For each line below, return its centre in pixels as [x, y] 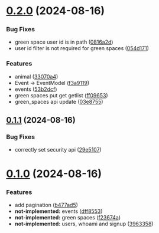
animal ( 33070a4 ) [36, 76]
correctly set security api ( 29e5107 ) [58, 150]
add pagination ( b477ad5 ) [46, 205]
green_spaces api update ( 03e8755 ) [59, 101]
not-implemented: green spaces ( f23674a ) [68, 217]
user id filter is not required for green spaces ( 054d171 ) [82, 48]
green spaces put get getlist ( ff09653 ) [61, 95]
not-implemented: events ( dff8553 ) [59, 211]
